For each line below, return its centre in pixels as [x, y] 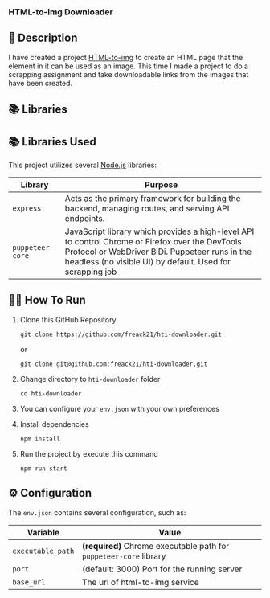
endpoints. [85, 218]
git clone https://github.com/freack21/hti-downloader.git [121, 334]
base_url [29, 582]
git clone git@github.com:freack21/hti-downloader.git [114, 364]
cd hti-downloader [51, 393]
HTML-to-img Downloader [61, 12]
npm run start [43, 469]
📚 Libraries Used [52, 142]
